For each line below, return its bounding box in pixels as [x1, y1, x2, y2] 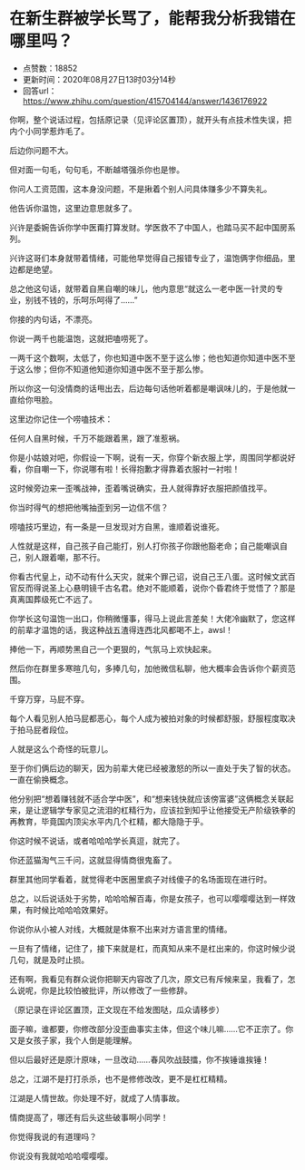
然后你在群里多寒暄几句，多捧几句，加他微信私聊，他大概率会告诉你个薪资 [9, 663, 288, 674]
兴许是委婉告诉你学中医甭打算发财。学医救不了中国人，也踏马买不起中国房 [9, 221, 288, 232]
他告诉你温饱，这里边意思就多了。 [9, 202, 137, 213]
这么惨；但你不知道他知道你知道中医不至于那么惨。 [16, 364, 209, 375]
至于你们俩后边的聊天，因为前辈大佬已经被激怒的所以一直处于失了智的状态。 [9, 763, 296, 774]
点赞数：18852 [22, 63, 78, 73]
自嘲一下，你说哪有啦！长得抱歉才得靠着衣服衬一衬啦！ [33, 463, 241, 474]
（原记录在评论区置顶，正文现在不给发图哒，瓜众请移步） [9, 1004, 224, 1015]
